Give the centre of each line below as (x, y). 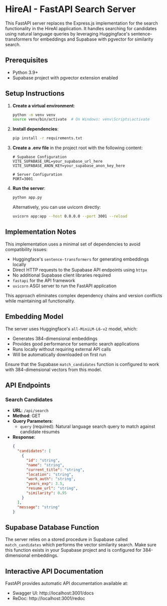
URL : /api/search (30, 411)
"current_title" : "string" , (55, 470)
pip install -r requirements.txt (47, 138)
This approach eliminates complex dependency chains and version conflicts (84, 295)
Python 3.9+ (25, 72)
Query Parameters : (33, 421)
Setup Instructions (35, 94)
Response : (24, 437)
